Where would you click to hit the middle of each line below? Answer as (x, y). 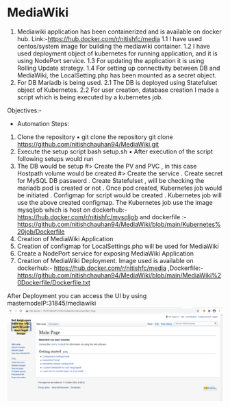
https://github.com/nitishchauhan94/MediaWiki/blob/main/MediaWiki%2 (119, 275)
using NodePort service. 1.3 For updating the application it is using (111, 60)
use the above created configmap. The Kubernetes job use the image (115, 202)
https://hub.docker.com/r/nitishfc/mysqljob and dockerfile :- (102, 217)
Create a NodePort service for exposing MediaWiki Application (105, 253)
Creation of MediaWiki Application (65, 238)
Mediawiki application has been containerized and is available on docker (119, 32)
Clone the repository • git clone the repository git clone (95, 137)
